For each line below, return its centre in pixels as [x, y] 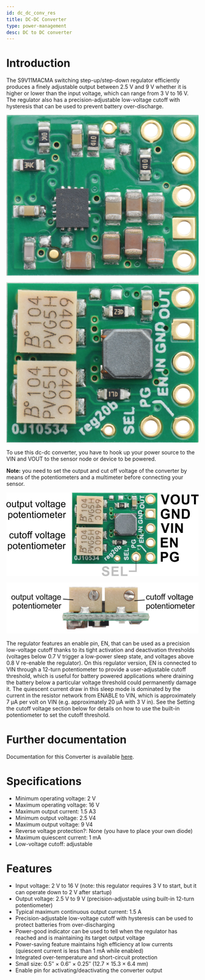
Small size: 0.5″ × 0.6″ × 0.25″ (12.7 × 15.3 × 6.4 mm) [81, 963]
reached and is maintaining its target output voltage [80, 938]
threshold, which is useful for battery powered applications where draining [100, 676]
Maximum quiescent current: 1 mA [58, 837]
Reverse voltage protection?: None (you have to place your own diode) [104, 831]
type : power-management [37, 26]
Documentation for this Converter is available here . [70, 756]
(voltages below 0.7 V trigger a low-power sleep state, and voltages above [100, 656]
